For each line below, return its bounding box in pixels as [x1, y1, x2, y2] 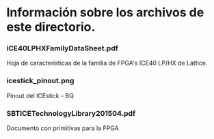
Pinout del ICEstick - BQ [6, 91, 75, 99]
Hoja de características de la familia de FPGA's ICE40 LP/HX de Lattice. [6, 59, 208, 67]
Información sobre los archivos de [6, 5, 204, 20]
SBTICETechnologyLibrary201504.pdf [6, 108, 136, 118]
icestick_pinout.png [6, 76, 75, 86]
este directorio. [6, 19, 96, 35]
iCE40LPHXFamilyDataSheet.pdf [6, 44, 119, 53]
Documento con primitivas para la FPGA [6, 124, 119, 132]
